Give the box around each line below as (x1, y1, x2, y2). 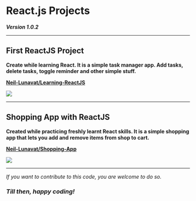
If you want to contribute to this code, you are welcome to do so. (6, 173, 162, 180)
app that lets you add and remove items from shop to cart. (6, 134, 150, 141)
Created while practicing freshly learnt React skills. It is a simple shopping (6, 127, 190, 135)
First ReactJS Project (6, 46, 85, 56)
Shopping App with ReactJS (6, 112, 110, 122)
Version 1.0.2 (6, 23, 39, 30)
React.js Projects (6, 4, 90, 18)
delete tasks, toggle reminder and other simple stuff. (6, 67, 136, 74)
